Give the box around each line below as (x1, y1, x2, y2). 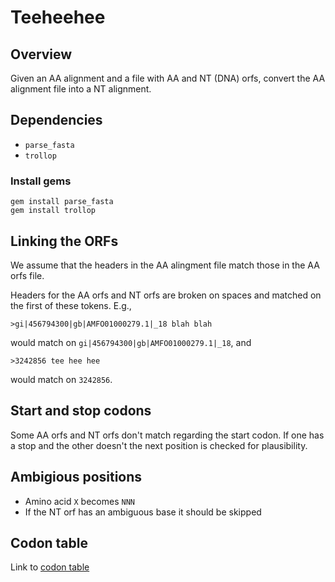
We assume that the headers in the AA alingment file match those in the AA (10, 259, 320, 271)
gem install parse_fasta (10, 197, 114, 207)
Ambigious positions (10, 469, 143, 486)
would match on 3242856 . (10, 373, 113, 385)
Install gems (10, 174, 72, 188)
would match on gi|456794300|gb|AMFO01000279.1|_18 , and (10, 336, 252, 348)
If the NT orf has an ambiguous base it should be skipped (24, 506, 262, 518)
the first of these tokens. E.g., (10, 299, 132, 311)
